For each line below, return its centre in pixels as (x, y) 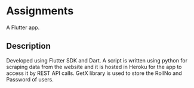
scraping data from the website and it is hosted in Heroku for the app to (94, 67)
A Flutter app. (23, 27)
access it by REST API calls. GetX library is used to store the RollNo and (94, 73)
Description (28, 46)
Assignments (40, 11)
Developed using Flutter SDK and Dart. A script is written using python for (97, 60)
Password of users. (30, 79)
